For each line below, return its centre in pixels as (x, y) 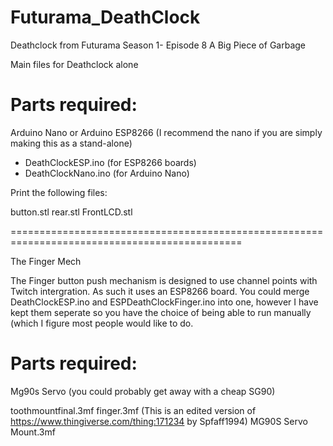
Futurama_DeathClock (105, 17)
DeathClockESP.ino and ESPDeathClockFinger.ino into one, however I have (164, 302)
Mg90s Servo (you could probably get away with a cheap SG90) (143, 391)
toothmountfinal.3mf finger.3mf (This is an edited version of (133, 410)
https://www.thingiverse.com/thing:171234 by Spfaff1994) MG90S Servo (159, 421)
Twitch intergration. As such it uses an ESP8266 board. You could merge (160, 291)
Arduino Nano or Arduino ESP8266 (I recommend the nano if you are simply (166, 132)
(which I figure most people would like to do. (102, 323)
